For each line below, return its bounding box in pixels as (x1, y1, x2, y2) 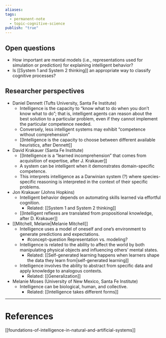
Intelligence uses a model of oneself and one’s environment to (19, 225, 146, 232)
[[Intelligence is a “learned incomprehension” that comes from (19, 152, 147, 158)
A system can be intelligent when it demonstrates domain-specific (19, 163, 155, 169)
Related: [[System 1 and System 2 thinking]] (27, 205, 116, 211)
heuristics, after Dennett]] (19, 142, 73, 148)
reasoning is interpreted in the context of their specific (37, 179, 148, 185)
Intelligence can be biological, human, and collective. (19, 283, 128, 289)
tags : (5, 12, 16, 17)
